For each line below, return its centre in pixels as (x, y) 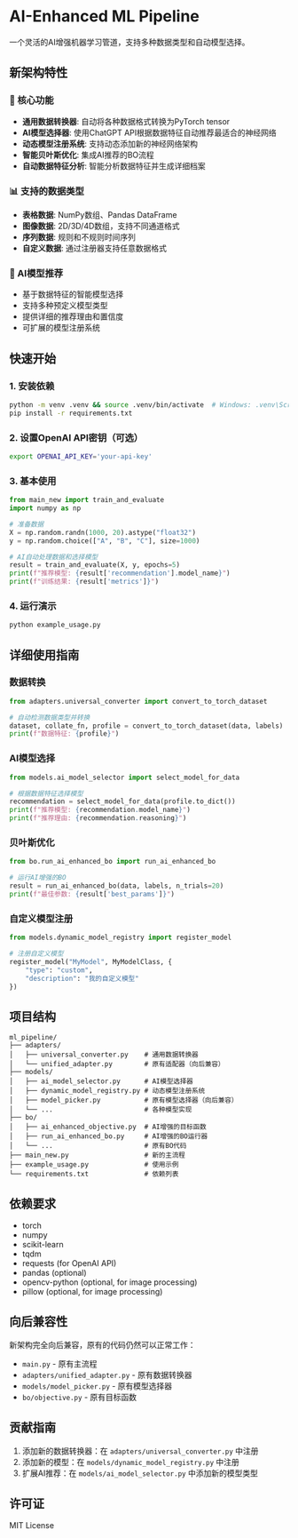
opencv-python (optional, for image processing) (110, 1282)
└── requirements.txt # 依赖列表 (94, 1175)
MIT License (32, 1526)
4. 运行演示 (33, 606)
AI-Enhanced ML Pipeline (104, 16)
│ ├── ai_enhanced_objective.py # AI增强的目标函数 (108, 1127)
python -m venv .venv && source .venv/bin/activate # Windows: (130, 405)
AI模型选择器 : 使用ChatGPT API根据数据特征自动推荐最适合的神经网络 (149, 132)
